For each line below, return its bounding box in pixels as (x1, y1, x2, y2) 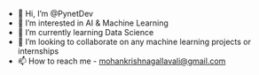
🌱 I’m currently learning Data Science (17, 27, 154, 37)
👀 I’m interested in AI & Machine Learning (17, 18, 169, 28)
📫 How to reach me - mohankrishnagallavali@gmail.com (17, 56, 226, 66)
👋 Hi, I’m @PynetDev (17, 9, 94, 19)
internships (17, 46, 59, 56)
